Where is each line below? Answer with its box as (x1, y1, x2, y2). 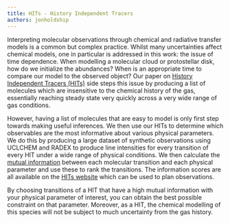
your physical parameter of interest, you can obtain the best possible (7, 193, 203, 201)
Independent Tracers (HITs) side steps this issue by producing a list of (7, 79, 206, 87)
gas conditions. (7, 101, 51, 109)
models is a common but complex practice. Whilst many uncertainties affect (7, 43, 222, 51)
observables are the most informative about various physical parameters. (7, 128, 214, 137)
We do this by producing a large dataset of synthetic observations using (7, 136, 211, 144)
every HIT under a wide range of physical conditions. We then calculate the (7, 150, 220, 159)
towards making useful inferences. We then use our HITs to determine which (7, 121, 224, 130)
